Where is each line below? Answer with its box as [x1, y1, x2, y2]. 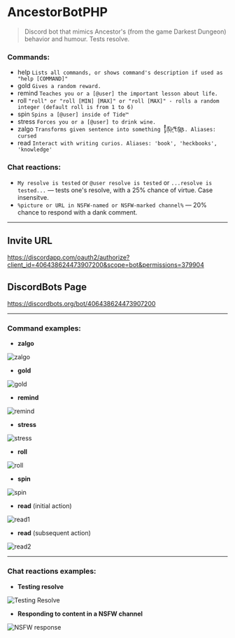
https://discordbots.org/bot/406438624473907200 [7, 300, 156, 308]
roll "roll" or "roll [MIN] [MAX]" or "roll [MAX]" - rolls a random [17, 96, 220, 105]
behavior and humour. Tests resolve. [24, 34, 130, 43]
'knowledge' [17, 146, 52, 154]
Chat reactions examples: [7, 567, 97, 577]
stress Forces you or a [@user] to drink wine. [17, 117, 156, 126]
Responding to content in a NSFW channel [17, 609, 143, 618]
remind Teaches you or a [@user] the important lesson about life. [17, 89, 218, 98]
